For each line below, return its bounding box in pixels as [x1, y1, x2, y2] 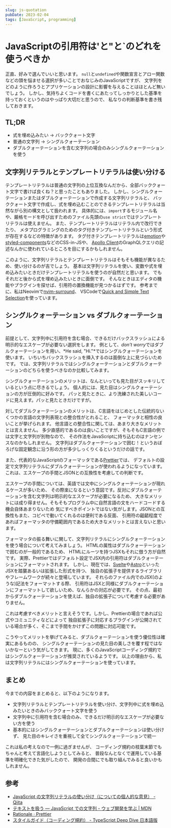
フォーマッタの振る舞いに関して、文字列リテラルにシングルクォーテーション [5, 536, 165, 542]
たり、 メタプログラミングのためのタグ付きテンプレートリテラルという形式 [5, 226, 162, 232]
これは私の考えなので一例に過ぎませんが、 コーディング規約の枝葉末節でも [5, 743, 162, 750]
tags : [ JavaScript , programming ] [5, 17, 76, 22]
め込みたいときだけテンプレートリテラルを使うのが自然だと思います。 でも [5, 269, 162, 275]
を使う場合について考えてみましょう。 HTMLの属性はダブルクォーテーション [5, 542, 166, 548]
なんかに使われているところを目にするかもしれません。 [9, 246, 126, 252]
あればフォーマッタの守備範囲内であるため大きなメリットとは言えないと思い [5, 518, 166, 525]
